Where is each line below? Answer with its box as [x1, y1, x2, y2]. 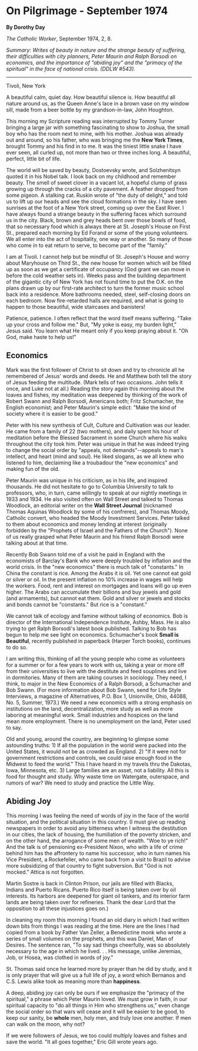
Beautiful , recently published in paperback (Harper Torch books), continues [6, 637, 191, 644]
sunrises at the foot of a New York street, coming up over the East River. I [6, 204, 184, 211]
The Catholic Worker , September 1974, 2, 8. [6, 35, 112, 42]
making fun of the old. [6, 465, 60, 472]
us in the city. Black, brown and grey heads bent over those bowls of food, [6, 216, 187, 223]
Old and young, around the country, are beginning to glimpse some [6, 735, 169, 742]
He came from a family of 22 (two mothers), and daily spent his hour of [6, 427, 179, 434]
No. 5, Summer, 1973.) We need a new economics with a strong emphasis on [6, 699, 192, 706]
